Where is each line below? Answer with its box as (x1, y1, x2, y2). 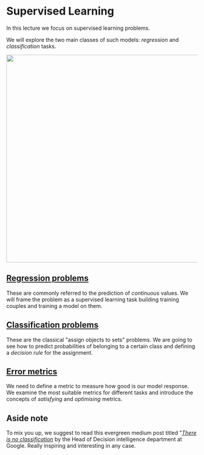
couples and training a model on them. (6, 302, 103, 309)
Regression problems (6, 273, 89, 284)
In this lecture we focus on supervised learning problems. (6, 24, 151, 32)
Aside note (6, 413, 49, 423)
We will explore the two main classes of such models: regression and (6, 36, 179, 43)
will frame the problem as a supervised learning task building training (6, 296, 179, 303)
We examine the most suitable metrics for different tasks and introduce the (6, 389, 193, 396)
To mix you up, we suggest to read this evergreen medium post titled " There (6, 429, 197, 437)
